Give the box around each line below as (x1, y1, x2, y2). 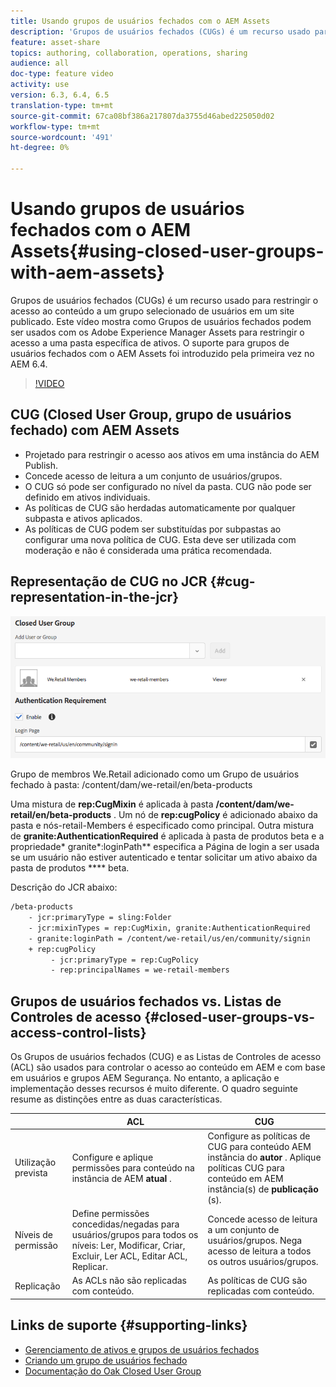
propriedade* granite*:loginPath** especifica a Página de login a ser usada (10, 841, 320, 853)
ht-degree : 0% (10, 143, 70, 153)
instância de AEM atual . (71, 1172, 172, 1184)
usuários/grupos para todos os (71, 1229, 199, 1241)
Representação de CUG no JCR (10, 573, 208, 590)
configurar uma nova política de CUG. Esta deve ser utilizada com (24, 533, 297, 545)
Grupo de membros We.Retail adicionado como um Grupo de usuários (10, 768, 300, 780)
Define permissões (71, 1208, 150, 1220)
